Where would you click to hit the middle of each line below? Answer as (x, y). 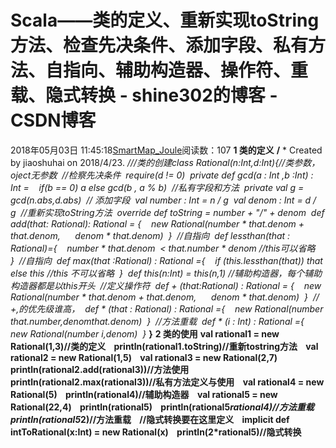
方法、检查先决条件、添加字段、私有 (159, 45)
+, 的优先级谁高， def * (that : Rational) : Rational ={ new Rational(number (167, 308)
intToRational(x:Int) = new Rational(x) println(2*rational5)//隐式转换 (156, 432)
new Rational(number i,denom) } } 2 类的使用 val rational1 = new (145, 333)
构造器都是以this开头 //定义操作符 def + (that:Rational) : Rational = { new (166, 285)
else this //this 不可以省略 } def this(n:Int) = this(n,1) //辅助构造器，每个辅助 (166, 273)
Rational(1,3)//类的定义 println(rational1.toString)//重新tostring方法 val (164, 346)
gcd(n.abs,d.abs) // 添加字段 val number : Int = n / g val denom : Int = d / (163, 200)
